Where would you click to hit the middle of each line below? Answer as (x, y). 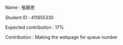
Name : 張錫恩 (20, 7)
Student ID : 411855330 (30, 17)
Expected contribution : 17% (35, 27)
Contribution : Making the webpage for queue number (61, 37)
